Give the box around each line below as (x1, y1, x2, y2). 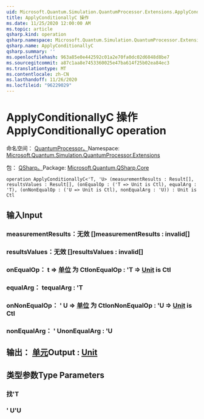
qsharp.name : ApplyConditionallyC (6, 43, 94, 49)
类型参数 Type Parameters (6, 370, 105, 380)
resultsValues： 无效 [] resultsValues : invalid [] (6, 248, 144, 256)
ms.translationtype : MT (6, 65, 67, 72)
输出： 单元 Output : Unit (6, 347, 98, 358)
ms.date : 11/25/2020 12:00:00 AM (6, 20, 91, 26)
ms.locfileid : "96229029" (6, 83, 72, 89)
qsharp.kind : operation (6, 32, 67, 38)
